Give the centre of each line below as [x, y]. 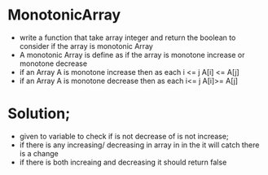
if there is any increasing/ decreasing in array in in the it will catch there [139, 145]
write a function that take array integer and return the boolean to [127, 37]
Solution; [39, 114]
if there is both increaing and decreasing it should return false [123, 162]
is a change [39, 153]
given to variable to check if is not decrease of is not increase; [124, 136]
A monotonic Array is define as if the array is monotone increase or [132, 55]
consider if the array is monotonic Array [86, 46]
